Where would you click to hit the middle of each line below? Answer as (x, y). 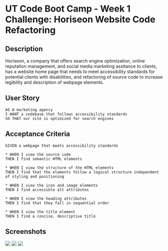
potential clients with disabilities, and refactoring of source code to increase (84, 77)
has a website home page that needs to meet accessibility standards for (80, 72)
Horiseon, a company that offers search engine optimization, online (75, 61)
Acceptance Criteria (38, 134)
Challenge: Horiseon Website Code (80, 19)
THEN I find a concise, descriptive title (50, 216)
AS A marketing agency (29, 110)
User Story (22, 98)
